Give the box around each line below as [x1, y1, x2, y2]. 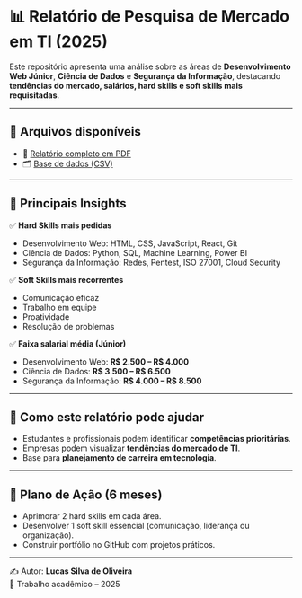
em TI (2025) [9, 31, 108, 52]
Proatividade [22, 311, 70, 322]
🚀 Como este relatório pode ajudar [9, 409, 205, 425]
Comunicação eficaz [22, 292, 100, 303]
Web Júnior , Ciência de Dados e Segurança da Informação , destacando [9, 70, 281, 81]
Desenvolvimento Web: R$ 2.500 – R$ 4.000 [22, 356, 190, 367]
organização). [22, 530, 75, 541]
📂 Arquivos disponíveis [9, 124, 142, 139]
